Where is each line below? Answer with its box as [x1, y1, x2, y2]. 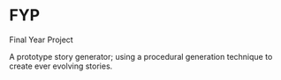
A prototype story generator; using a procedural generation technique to [9, 51, 273, 62]
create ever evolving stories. [9, 61, 113, 71]
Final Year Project [9, 34, 73, 45]
